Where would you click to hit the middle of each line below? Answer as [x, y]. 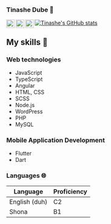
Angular [25, 85]
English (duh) [29, 201]
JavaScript [29, 72]
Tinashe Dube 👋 [30, 10]
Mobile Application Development [55, 140]
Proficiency [71, 191]
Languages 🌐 [26, 176]
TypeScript [29, 79]
